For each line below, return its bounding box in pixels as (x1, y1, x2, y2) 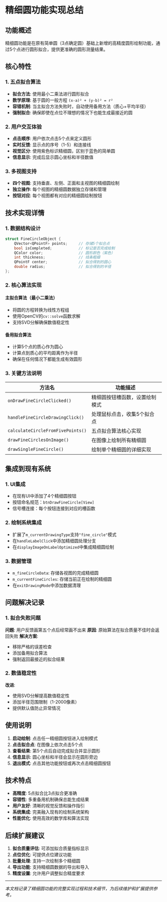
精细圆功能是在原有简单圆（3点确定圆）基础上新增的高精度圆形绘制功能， (5, 40, 156, 46)
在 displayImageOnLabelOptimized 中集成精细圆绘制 (12, 544, 114, 550)
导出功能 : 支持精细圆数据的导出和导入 (12, 864, 89, 870)
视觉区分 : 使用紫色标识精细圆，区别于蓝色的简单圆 (12, 148, 115, 154)
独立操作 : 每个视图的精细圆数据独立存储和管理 (12, 186, 107, 192)
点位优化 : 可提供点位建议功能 (12, 852, 72, 858)
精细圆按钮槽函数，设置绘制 (91, 393, 157, 400)
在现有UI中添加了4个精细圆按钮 (12, 493, 77, 499)
